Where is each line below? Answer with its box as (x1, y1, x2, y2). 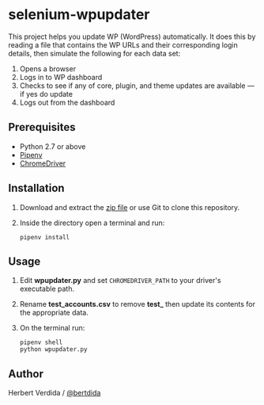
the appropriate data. (19, 308, 89, 318)
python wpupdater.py (19, 346, 88, 353)
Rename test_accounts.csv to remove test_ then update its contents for (19, 300, 255, 309)
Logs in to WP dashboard (19, 72, 103, 82)
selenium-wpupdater (8, 6, 150, 24)
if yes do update (19, 89, 74, 98)
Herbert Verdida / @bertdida (8, 388, 101, 398)
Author (8, 367, 43, 380)
